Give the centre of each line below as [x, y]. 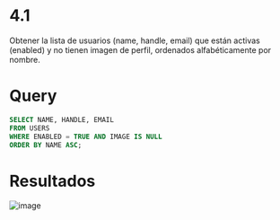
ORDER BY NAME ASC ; [46, 145]
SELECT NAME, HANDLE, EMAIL [62, 119]
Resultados [52, 181]
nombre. [25, 59]
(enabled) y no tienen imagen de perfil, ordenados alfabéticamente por [140, 49]
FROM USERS [30, 128]
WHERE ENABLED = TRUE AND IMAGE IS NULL [86, 136]
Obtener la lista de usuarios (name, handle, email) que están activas [135, 40]
